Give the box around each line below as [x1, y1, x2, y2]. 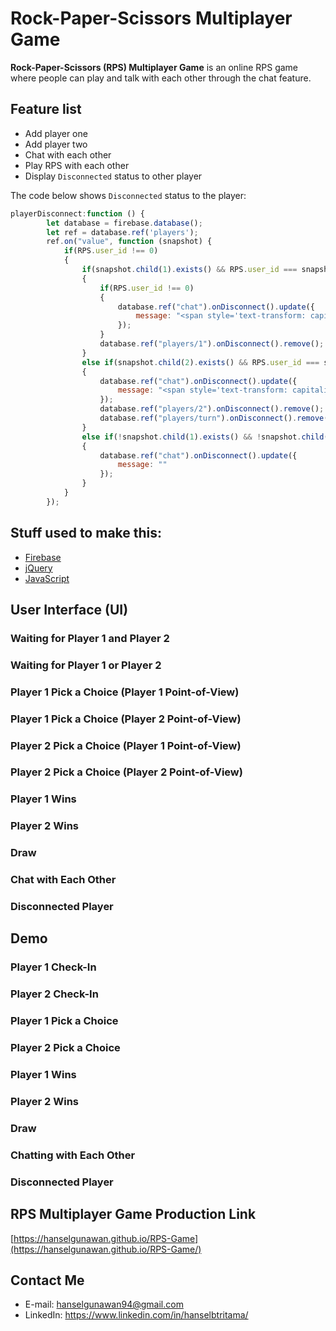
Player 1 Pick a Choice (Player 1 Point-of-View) [10, 685, 240, 699]
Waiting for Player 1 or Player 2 [10, 658, 162, 672]
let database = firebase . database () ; [46, 218, 203, 228]
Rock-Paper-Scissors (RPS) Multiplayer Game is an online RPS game [10, 61, 299, 73]
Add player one [24, 127, 88, 139]
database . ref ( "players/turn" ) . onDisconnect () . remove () [99, 413, 333, 423]
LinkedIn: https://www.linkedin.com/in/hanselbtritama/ [24, 1309, 249, 1321]
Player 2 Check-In [10, 987, 99, 1001]
